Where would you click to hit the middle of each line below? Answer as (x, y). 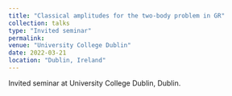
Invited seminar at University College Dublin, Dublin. (95, 83)
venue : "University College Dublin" (70, 46)
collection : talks (39, 23)
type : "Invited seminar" (50, 30)
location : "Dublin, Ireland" (57, 61)
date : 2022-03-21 (37, 53)
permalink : (27, 38)
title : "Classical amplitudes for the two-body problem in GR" (117, 16)
